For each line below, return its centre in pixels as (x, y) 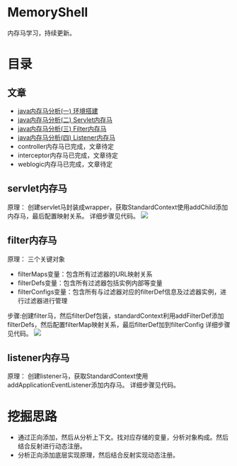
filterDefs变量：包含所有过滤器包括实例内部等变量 (90, 283)
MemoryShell (48, 12)
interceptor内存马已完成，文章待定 (68, 155)
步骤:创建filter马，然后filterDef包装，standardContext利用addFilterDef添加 (116, 316)
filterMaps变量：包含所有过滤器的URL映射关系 (85, 274)
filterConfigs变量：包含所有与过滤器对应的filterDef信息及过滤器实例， (119, 292)
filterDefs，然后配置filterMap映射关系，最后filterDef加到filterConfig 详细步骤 (119, 324)
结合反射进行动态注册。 (52, 446)
